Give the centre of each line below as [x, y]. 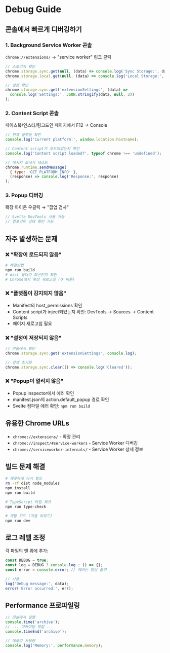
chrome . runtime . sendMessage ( [36, 167]
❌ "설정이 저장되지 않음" [33, 338]
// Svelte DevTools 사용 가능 [35, 217]
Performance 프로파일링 [42, 605]
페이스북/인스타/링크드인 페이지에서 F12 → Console [56, 125]
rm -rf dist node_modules [32, 483]
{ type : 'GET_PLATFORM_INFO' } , [44, 172]
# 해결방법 [15, 265]
